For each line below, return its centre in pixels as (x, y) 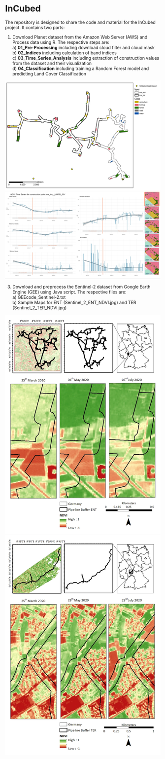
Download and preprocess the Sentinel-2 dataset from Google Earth (81, 287)
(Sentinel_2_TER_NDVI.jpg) (39, 308)
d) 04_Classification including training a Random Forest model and (81, 68)
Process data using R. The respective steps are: (61, 42)
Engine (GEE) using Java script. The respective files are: (69, 292)
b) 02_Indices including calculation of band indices (64, 53)
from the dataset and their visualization (52, 63)
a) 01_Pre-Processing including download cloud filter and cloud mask (83, 47)
